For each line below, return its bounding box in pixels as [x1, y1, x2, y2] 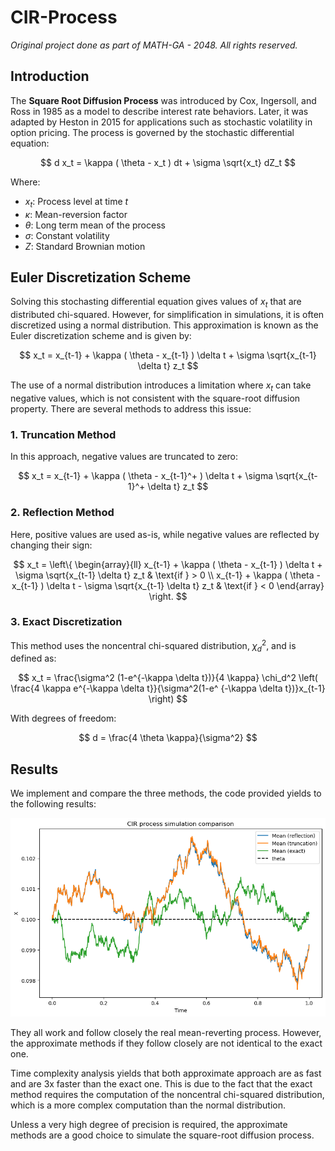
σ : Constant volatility [24, 229, 110, 241]
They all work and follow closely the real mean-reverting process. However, [10, 1027, 322, 1039]
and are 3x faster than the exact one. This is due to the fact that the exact [10, 1078, 313, 1090]
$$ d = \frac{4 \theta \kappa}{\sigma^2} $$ [78, 732, 258, 744]
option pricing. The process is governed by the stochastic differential [10, 126, 295, 138]
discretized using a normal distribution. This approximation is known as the [10, 319, 319, 331]
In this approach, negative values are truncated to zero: [10, 451, 239, 463]
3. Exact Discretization [10, 615, 123, 629]
